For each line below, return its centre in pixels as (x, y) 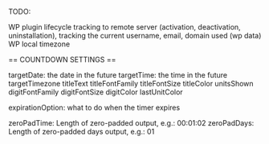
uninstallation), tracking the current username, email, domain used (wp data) (135, 36)
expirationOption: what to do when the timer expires (94, 108)
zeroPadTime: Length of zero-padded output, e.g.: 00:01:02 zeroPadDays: (131, 123)
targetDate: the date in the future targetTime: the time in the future (118, 75)
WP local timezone (39, 44)
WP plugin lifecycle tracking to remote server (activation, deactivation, (124, 27)
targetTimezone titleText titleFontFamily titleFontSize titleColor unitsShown (131, 84)
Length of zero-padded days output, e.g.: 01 (82, 132)
